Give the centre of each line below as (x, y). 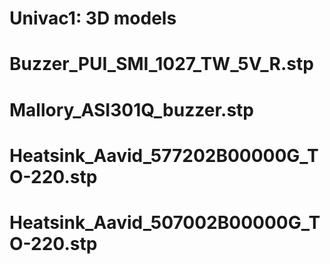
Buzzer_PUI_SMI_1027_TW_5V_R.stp (161, 64)
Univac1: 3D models (93, 18)
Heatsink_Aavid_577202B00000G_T (164, 155)
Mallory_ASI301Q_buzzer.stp (131, 109)
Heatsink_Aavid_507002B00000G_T (165, 222)
